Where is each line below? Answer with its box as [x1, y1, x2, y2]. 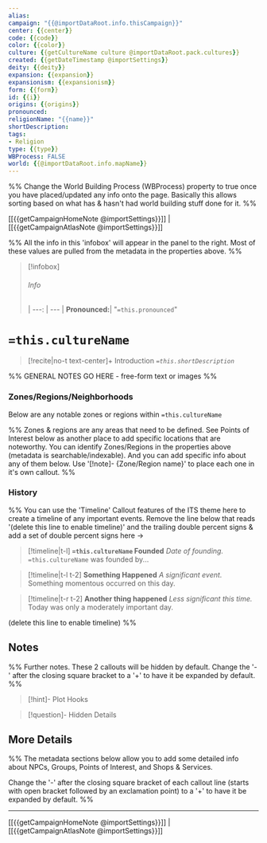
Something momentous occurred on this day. [27, 578, 176, 588]
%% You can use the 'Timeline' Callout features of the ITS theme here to [8, 505, 246, 515]
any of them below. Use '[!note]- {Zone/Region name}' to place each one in [8, 459, 255, 469]
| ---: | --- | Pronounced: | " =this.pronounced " [27, 304, 178, 315]
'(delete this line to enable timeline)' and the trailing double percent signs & [8, 522, 253, 531]
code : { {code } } [8, 33, 59, 42]
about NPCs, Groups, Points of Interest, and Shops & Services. [8, 763, 213, 772]
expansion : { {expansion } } [8, 71, 94, 79]
